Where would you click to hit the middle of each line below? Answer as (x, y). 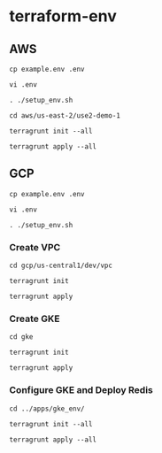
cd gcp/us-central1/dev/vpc (61, 266)
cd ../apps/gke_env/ (47, 409)
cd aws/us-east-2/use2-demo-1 (65, 116)
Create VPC (35, 247)
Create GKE (35, 319)
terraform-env (63, 16)
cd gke (21, 337)
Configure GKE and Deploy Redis (81, 390)
